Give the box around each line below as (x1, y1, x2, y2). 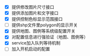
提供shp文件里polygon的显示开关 (11, 22, 78, 28)
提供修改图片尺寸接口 (11, 4, 54, 10)
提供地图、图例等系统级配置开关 (11, 28, 75, 34)
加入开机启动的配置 (11, 46, 50, 52)
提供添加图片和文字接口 (11, 10, 59, 16)
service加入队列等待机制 (11, 40, 61, 46)
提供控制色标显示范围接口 (11, 16, 63, 22)
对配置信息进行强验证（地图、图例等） (11, 34, 88, 40)
